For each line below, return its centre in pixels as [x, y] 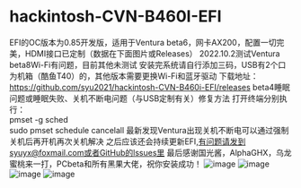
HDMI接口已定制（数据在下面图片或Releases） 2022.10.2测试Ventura [152, 53]
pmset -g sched [39, 119]
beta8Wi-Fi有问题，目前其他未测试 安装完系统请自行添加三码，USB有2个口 [148, 64]
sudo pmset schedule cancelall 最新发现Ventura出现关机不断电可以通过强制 [149, 130]
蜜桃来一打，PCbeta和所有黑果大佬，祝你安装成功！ [106, 164]
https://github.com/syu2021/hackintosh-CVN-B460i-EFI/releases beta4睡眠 [150, 87]
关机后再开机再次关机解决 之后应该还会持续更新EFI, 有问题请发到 [128, 141]
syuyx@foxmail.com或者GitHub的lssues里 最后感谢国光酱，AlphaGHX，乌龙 [150, 152]
